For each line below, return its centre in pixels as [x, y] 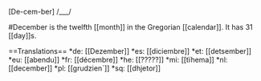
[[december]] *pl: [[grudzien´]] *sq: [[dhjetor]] [85, 68]
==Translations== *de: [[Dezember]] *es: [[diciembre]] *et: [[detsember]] [130, 51]
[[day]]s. [22, 36]
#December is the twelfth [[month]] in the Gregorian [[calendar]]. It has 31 [130, 27]
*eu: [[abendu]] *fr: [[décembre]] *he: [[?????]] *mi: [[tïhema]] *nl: [118, 60]
